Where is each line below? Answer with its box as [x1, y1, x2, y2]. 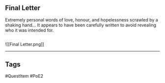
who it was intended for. [5, 27, 54, 33]
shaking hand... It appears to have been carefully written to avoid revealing [5, 22, 156, 28]
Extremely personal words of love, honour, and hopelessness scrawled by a [5, 17, 158, 22]
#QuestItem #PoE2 [5, 73, 43, 79]
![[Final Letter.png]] [5, 41, 44, 47]
